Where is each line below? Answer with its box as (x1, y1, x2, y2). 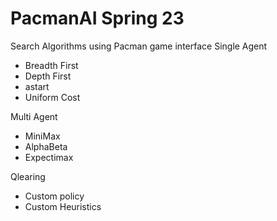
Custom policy (24, 190, 85, 202)
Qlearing (10, 170, 46, 182)
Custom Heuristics (24, 200, 102, 212)
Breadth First (24, 59, 79, 71)
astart (24, 80, 50, 92)
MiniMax (24, 130, 61, 142)
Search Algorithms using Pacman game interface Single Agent (10, 40, 268, 52)
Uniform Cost (24, 91, 81, 103)
